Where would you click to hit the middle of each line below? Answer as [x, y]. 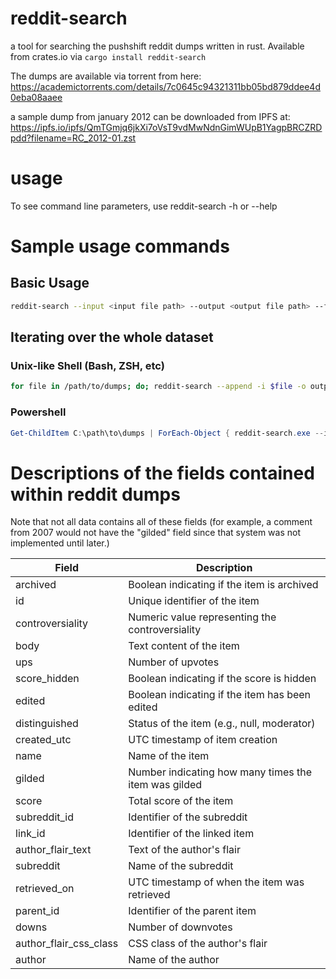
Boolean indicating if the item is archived [223, 585]
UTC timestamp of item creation [203, 740]
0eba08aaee [36, 97]
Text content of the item [184, 646]
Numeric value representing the [202, 617]
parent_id [37, 911]
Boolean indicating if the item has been [220, 695]
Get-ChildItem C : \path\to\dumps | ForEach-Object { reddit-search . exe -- [167, 433]
